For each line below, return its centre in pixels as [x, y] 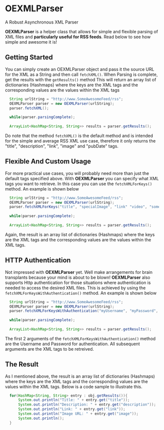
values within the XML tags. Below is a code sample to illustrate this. [74, 386]
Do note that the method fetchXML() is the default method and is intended [79, 136]
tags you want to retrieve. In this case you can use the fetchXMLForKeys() [79, 184]
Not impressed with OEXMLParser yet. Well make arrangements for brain [79, 272]
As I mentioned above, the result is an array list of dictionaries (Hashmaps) [80, 376]
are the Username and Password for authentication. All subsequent [72, 344]
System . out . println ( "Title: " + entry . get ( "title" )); [74, 400]
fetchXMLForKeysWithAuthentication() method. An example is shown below [81, 293]
